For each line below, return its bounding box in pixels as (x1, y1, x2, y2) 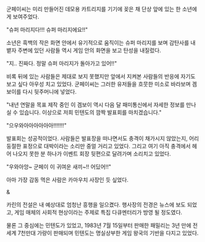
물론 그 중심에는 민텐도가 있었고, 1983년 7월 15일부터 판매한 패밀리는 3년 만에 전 (6, 222, 198, 229)
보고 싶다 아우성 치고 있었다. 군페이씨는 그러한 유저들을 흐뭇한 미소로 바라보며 (6, 80, 191, 88)
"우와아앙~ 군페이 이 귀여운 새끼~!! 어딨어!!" (6, 163, 111, 170)
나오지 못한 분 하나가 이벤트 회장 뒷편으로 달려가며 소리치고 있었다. (12, 150, 171, 157)
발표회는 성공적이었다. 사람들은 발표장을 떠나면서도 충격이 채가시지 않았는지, (6, 135, 188, 142)
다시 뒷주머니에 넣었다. (22, 88, 77, 95)
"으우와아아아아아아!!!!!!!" (6, 122, 67, 129)
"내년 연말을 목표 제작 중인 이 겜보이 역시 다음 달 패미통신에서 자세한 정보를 (6, 101, 185, 108)
